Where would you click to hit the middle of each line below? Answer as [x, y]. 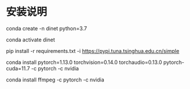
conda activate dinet [31, 40]
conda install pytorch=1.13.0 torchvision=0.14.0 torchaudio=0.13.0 [84, 62]
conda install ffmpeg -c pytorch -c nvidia [55, 80]
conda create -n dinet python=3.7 [47, 28]
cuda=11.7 [18, 68]
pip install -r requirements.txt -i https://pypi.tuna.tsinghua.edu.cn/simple [93, 51]
